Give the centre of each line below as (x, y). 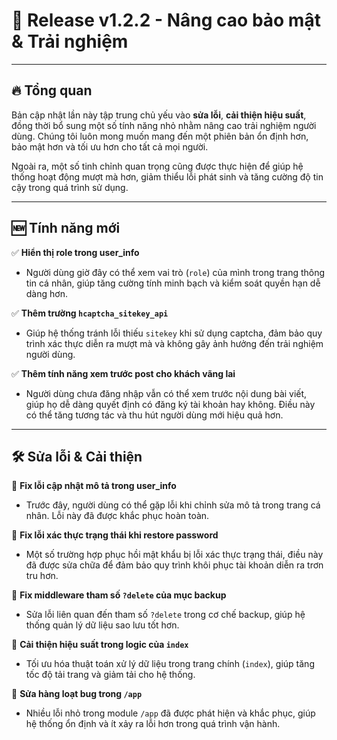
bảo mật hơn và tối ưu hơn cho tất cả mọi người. (110, 146)
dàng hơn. (46, 293)
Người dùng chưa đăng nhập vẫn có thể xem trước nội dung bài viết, (166, 393)
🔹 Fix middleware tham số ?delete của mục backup (119, 595)
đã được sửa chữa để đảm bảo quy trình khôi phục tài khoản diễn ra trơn (174, 565)
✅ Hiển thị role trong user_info (75, 252)
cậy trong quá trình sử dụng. (70, 187)
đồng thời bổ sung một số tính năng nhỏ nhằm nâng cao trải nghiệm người (164, 125)
